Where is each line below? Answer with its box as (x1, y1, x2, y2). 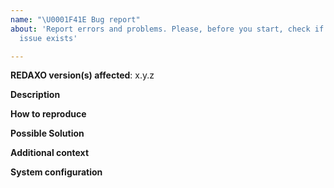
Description (10, 89, 61, 101)
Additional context (10, 147, 90, 159)
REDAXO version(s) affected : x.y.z (10, 69, 155, 81)
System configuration (10, 166, 103, 178)
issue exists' (19, 33, 78, 43)
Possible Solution (10, 127, 85, 140)
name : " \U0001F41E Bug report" (10, 14, 141, 25)
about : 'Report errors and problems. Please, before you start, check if (10, 24, 325, 34)
